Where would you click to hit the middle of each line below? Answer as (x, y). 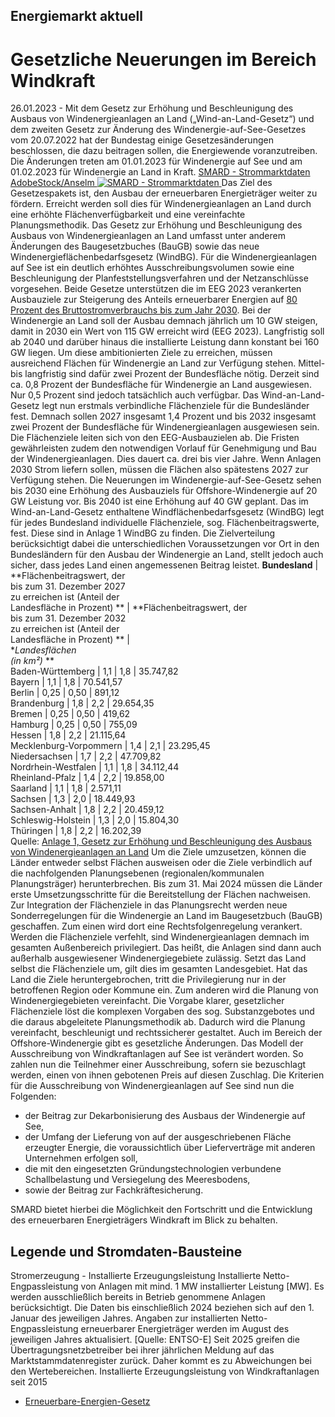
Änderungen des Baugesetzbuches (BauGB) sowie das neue (135, 246)
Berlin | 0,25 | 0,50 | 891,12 (65, 693)
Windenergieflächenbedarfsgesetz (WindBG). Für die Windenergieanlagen (163, 257)
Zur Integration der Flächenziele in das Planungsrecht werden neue (149, 905)
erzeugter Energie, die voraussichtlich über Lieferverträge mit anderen (170, 1148)
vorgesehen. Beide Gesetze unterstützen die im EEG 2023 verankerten (156, 289)
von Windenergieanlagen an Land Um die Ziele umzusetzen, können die (158, 852)
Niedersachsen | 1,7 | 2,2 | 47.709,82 (86, 756)
